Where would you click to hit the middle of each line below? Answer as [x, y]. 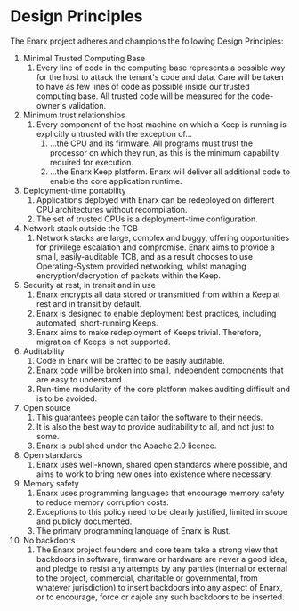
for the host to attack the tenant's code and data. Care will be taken [160, 76]
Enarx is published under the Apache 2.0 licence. [126, 446]
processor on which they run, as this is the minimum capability [164, 152]
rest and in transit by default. [89, 303]
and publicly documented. [84, 521]
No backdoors [49, 540]
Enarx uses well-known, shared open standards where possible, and [162, 464]
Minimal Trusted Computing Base [84, 58]
